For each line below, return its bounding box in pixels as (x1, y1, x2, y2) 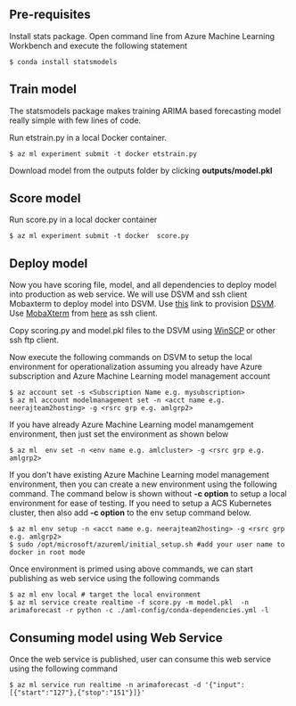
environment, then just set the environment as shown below (9, 429, 229, 439)
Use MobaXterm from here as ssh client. (9, 308, 158, 319)
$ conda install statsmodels (9, 57, 118, 66)
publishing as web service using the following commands (9, 573, 220, 584)
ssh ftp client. (9, 334, 60, 346)
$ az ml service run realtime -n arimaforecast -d (9, 681, 201, 690)
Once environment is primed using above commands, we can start (9, 563, 254, 574)
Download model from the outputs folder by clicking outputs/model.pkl (9, 165, 273, 176)
